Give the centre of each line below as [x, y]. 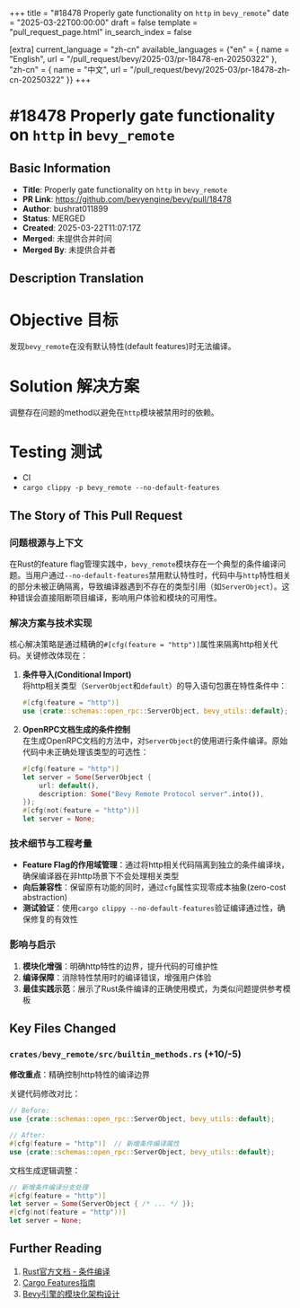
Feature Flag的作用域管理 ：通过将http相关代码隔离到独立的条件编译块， [156, 865]
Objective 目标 [64, 320]
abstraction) [45, 898]
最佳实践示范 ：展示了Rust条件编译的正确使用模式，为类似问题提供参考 [153, 988]
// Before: [30, 1111]
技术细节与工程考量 [51, 843]
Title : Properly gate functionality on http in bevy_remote [125, 189]
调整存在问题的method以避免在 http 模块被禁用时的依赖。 [114, 413]
